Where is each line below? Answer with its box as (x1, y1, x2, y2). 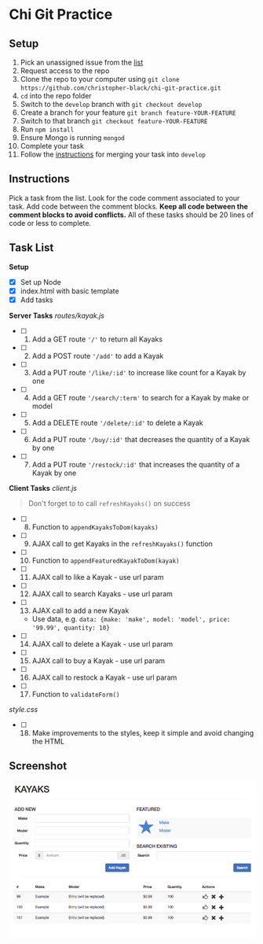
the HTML (31, 736, 65, 746)
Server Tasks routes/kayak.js (9, 311, 105, 320)
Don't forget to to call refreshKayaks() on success (27, 498, 191, 508)
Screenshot (9, 759, 68, 773)
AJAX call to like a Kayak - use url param (31, 572, 164, 581)
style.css (9, 704, 38, 714)
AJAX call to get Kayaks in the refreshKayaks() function (31, 539, 213, 548)
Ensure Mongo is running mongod (20, 133, 125, 142)
